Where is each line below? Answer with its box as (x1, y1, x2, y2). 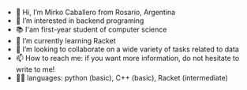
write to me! (15, 65, 55, 74)
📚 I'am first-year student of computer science (15, 24, 167, 34)
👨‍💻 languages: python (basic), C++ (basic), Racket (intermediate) (15, 73, 229, 82)
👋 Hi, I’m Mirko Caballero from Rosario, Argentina (15, 8, 176, 17)
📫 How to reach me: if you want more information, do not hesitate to (15, 54, 240, 62)
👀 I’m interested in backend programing (15, 16, 144, 25)
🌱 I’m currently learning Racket (15, 36, 116, 45)
